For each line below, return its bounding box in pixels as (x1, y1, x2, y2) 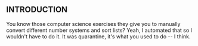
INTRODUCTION (6, 5, 68, 15)
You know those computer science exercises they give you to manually (6, 20, 181, 27)
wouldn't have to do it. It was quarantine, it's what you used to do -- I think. (6, 32, 191, 40)
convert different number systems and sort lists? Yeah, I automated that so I (6, 27, 193, 34)
